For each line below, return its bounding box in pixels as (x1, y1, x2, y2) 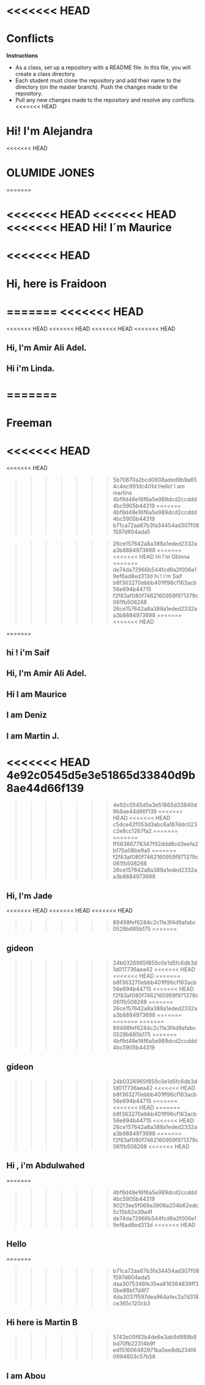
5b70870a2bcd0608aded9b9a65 (113, 476, 197, 483)
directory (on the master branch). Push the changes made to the (15, 83, 178, 91)
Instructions (6, 52, 39, 59)
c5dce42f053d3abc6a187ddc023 (113, 821, 198, 828)
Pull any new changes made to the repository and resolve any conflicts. (15, 96, 196, 104)
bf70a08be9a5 (113, 847, 151, 854)
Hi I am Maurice (6, 689, 67, 700)
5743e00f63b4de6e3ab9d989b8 (113, 1334, 197, 1341)
